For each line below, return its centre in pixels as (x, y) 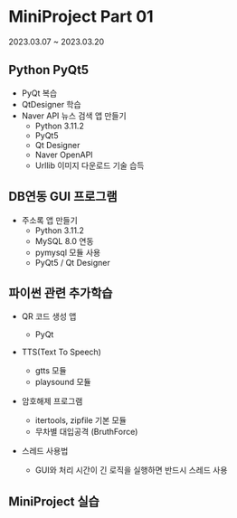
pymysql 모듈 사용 (68, 252)
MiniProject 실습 (54, 501)
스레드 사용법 (45, 451)
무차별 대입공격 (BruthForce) (86, 432)
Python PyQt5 (49, 70)
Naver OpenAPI (64, 155)
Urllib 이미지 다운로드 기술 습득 (90, 165)
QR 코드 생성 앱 (49, 316)
